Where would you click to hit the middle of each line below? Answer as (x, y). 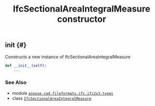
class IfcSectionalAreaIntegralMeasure (52, 98)
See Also (16, 82)
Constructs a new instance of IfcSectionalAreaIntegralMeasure (68, 57)
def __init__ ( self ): (26, 66)
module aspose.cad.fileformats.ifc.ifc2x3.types (62, 93)
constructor (82, 19)
